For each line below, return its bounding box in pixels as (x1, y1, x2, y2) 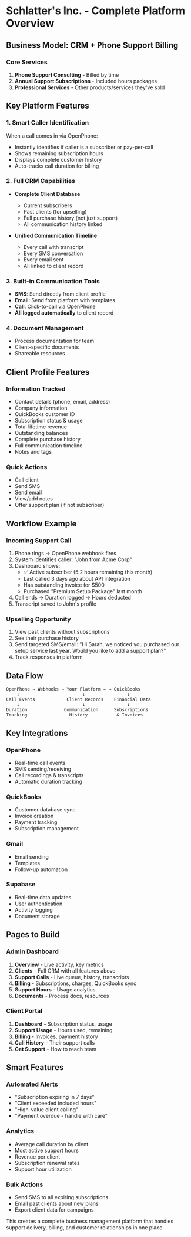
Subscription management (14, 825, 79, 832)
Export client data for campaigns (14, 1206, 94, 1213)
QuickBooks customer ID (14, 411, 75, 418)
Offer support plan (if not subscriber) (14, 502, 105, 509)
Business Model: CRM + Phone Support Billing (6, 40, 179, 50)
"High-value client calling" (14, 1106, 79, 1113)
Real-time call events (14, 759, 66, 766)
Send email (14, 489, 42, 496)
